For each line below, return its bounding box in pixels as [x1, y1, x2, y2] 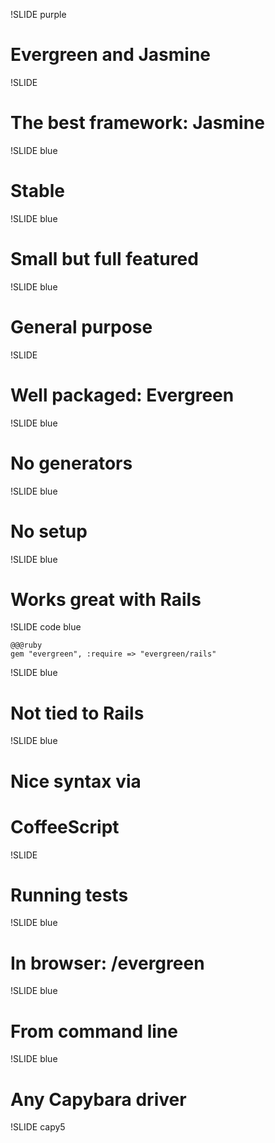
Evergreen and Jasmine [10, 44, 212, 66]
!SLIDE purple [10, 9, 67, 20]
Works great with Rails [10, 588, 202, 611]
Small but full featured [10, 248, 199, 270]
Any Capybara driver [10, 1088, 187, 1111]
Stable [10, 180, 65, 203]
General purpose [10, 315, 153, 338]
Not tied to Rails [10, 702, 145, 724]
